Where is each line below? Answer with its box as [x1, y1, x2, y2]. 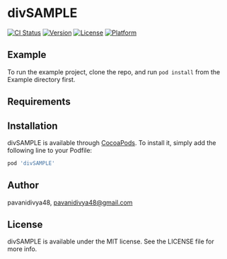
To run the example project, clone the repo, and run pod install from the [7, 67, 221, 76]
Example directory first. [7, 75, 76, 84]
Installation [7, 120, 58, 132]
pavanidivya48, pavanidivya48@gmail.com [7, 198, 133, 207]
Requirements [7, 96, 71, 108]
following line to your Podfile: [7, 146, 93, 154]
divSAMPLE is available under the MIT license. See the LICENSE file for [7, 237, 214, 246]
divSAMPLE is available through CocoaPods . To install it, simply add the [7, 138, 216, 146]
